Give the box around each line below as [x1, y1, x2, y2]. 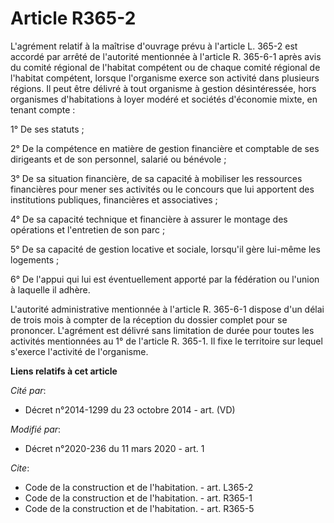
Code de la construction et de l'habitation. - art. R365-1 [24, 492, 253, 504]
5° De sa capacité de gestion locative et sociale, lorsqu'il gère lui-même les [10, 243, 321, 255]
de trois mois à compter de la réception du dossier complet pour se [10, 313, 288, 326]
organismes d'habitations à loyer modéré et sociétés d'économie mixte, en [10, 93, 318, 105]
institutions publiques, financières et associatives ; [10, 193, 218, 206]
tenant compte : [10, 103, 76, 116]
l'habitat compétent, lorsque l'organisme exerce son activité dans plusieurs [10, 72, 320, 84]
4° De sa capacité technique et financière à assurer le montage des [10, 213, 288, 225]
